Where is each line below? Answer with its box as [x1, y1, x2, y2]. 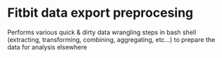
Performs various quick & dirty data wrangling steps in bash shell [7, 28, 197, 36]
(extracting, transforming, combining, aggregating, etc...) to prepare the [7, 35, 216, 43]
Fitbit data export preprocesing [7, 5, 194, 21]
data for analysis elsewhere [7, 43, 87, 51]
